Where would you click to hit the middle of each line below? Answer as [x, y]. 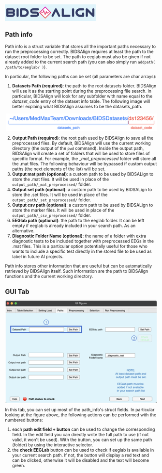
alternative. [23, 231]
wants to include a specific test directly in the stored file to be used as [82, 251]
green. [19, 466]
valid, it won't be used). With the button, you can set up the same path [82, 440]
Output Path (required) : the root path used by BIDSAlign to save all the [83, 138]
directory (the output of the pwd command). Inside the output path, [78, 148]
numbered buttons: [24, 420]
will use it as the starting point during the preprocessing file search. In [81, 91]
